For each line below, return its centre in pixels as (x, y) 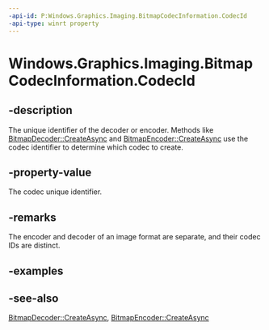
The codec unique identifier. (55, 192)
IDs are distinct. (34, 245)
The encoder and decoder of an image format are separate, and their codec (134, 237)
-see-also (34, 298)
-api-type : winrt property (54, 23)
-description (40, 110)
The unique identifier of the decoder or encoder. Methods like (111, 129)
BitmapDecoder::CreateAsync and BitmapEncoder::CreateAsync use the (128, 138)
